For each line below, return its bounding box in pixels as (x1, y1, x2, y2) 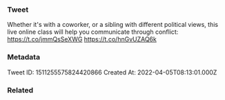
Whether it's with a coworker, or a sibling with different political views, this (7, 21, 219, 29)
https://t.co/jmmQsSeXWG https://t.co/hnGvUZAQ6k (7, 35, 157, 43)
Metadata (7, 52, 40, 62)
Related (7, 85, 34, 94)
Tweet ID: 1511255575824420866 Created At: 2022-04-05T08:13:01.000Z (7, 68, 217, 77)
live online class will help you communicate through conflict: (7, 28, 179, 36)
